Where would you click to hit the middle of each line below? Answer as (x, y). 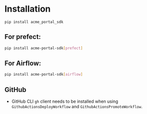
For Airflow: (23, 64)
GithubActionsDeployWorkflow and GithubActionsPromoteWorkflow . (77, 107)
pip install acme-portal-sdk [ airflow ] (44, 75)
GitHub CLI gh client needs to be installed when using (65, 101)
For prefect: (23, 37)
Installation (28, 9)
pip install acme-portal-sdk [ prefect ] (44, 48)
